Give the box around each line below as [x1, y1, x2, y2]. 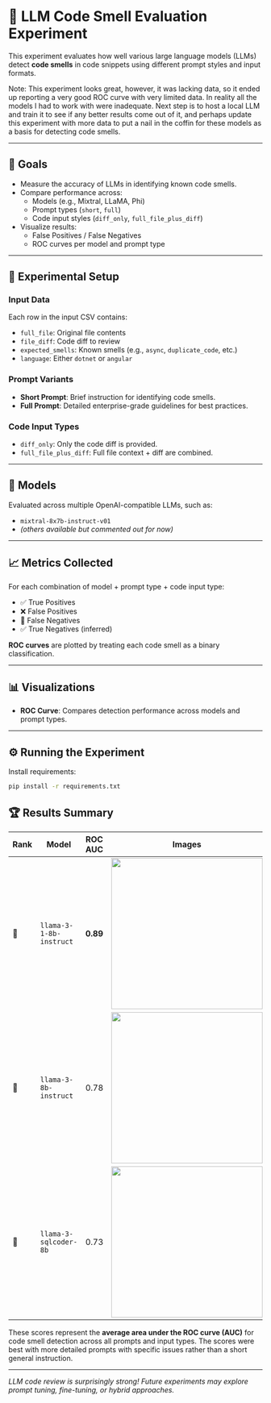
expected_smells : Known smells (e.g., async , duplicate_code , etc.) [19, 345, 238, 355]
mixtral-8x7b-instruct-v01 [19, 517, 111, 525]
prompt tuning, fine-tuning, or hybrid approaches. [8, 1384, 175, 1394]
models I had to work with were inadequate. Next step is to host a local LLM [8, 101, 261, 110]
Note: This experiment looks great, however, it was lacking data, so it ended [8, 84, 261, 94]
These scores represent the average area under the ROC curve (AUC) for [8, 1327, 254, 1337]
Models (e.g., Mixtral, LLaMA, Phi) [31, 196, 145, 206]
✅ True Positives [19, 597, 76, 607]
